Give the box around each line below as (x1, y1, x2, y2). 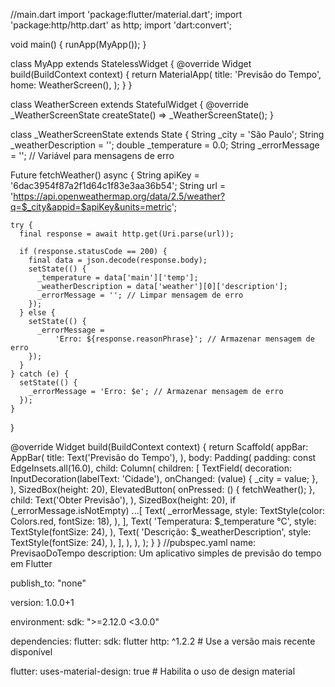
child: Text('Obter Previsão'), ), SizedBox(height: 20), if (10, 494, 237, 506)
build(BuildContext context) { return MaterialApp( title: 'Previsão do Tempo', (10, 69, 322, 80)
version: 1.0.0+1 (10, 597, 75, 608)
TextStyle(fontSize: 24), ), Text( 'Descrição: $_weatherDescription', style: (10, 526, 312, 538)
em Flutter (10, 558, 53, 569)
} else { (19, 308, 56, 318)
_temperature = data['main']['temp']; (36, 273, 199, 283)
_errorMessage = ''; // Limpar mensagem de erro (36, 290, 244, 300)
